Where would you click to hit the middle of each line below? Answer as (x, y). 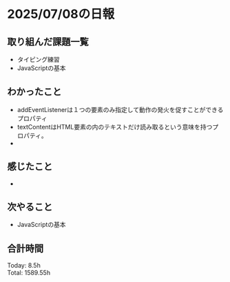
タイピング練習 (38, 59)
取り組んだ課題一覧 (48, 42)
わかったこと (34, 92)
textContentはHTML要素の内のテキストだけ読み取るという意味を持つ (115, 127)
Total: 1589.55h (29, 273)
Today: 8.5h (24, 265)
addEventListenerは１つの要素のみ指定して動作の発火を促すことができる (120, 109)
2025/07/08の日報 (61, 14)
